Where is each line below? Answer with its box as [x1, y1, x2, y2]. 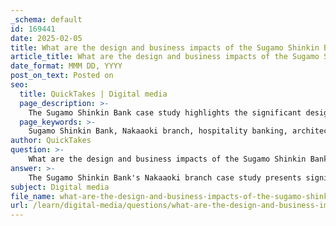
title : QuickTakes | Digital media [19, 89, 168, 99]
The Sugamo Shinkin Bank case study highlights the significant [28, 107, 302, 118]
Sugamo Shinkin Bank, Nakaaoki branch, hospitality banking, [28, 126, 288, 136]
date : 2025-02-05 [10, 33, 83, 43]
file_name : [10, 191, 56, 201]
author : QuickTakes [10, 136, 92, 146]
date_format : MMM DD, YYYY [10, 61, 123, 71]
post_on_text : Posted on [10, 71, 114, 81]
